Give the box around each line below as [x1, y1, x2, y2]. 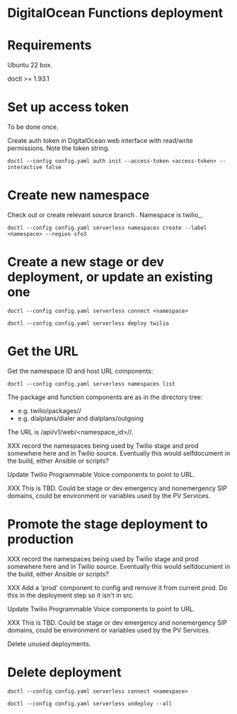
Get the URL [7, 343, 79, 359]
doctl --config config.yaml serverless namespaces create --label [7, 224, 207, 231]
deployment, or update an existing [7, 269, 214, 285]
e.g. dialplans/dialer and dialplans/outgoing [17, 414, 144, 422]
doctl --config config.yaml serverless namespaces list [7, 380, 175, 387]
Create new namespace [7, 188, 150, 203]
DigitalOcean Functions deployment [7, 5, 224, 21]
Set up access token [7, 99, 129, 115]
